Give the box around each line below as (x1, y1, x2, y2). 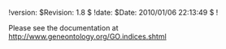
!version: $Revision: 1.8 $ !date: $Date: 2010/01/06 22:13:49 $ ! (8, 8, 219, 17)
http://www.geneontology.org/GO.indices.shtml (8, 32, 167, 41)
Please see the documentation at (8, 23, 120, 32)
